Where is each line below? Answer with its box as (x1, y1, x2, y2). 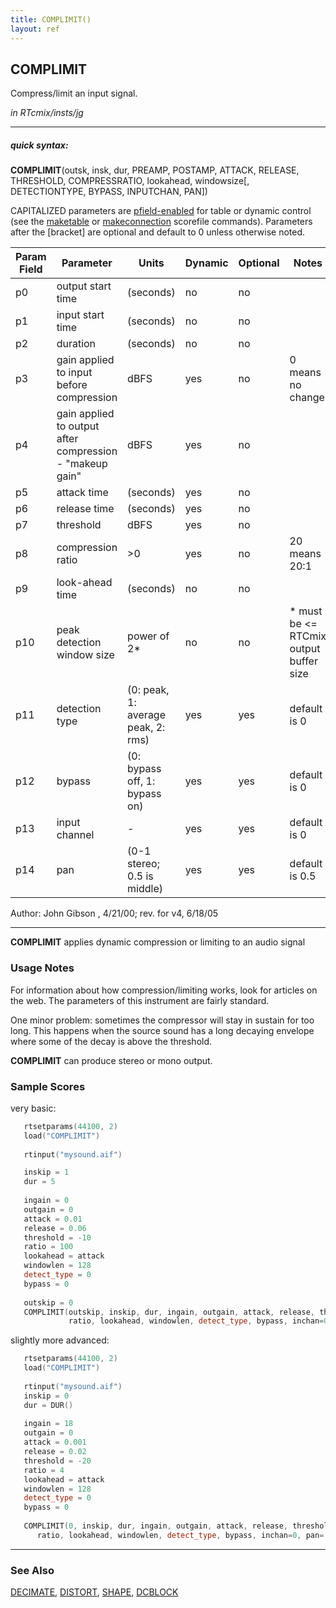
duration (56, 337, 97, 351)
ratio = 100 (23, 1242, 74, 1252)
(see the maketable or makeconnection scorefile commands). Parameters (10, 216, 313, 228)
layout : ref (10, 24, 60, 34)
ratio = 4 (23, 1465, 65, 1475)
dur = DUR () (23, 1400, 74, 1410)
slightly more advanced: (10, 1334, 110, 1346)
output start (56, 279, 112, 293)
